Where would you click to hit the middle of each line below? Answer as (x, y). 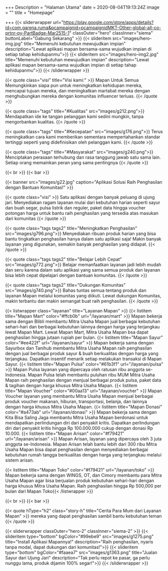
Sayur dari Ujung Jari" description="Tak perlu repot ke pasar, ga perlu (78, 558)
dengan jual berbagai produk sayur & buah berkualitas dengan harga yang (82, 353)
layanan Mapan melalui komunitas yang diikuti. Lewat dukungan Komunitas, (83, 296)
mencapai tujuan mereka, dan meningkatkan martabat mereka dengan (78, 91)
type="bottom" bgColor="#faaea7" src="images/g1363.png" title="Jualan (81, 552)
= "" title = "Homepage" (30, 13)
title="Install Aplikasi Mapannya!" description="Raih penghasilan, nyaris (79, 542)
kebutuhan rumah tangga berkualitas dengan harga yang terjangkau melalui (83, 455)
